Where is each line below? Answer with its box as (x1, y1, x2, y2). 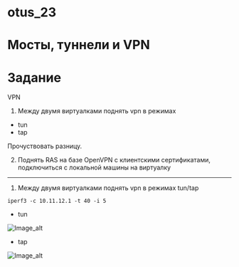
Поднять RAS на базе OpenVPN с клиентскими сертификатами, (17, 156, 211, 164)
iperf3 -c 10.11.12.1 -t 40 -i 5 (7, 197, 107, 205)
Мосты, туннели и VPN (7, 37, 151, 53)
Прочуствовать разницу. (7, 142, 83, 150)
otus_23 (7, 4, 57, 21)
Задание (7, 69, 62, 85)
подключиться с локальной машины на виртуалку (17, 163, 171, 172)
